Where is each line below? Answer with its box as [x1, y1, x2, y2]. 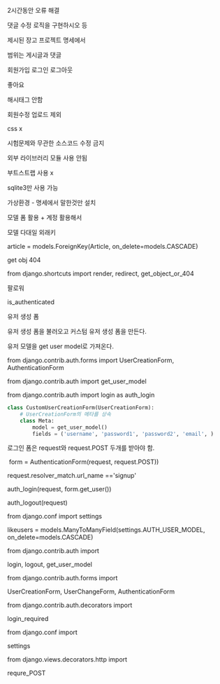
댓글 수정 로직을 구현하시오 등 [7, 21, 88, 29]
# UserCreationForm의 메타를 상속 [20, 411, 112, 418]
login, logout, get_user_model [7, 560, 93, 569]
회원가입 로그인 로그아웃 [7, 66, 73, 74]
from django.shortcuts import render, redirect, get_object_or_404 [7, 269, 194, 278]
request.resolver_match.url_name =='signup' [7, 472, 137, 480]
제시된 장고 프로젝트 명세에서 [7, 36, 86, 44]
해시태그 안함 [7, 95, 43, 104]
